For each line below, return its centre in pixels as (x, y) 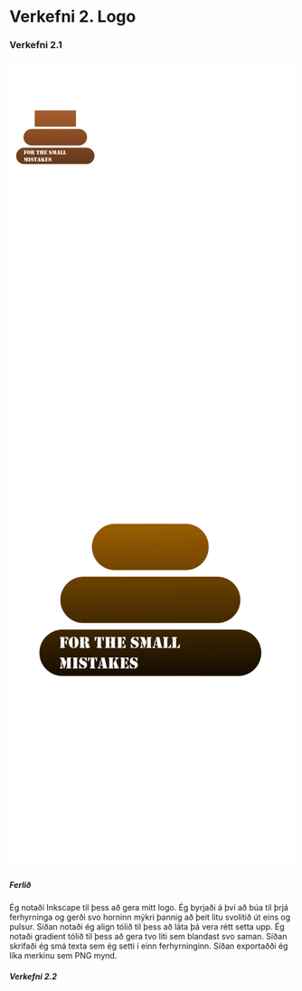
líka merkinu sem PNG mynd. (63, 956)
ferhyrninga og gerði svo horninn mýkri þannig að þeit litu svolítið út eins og (150, 917)
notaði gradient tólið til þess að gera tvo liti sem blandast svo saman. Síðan (148, 937)
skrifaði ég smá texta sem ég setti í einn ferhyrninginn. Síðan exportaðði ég (149, 946)
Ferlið (20, 884)
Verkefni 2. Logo (73, 17)
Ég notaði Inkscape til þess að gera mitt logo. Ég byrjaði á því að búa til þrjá (149, 908)
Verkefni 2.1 (36, 45)
